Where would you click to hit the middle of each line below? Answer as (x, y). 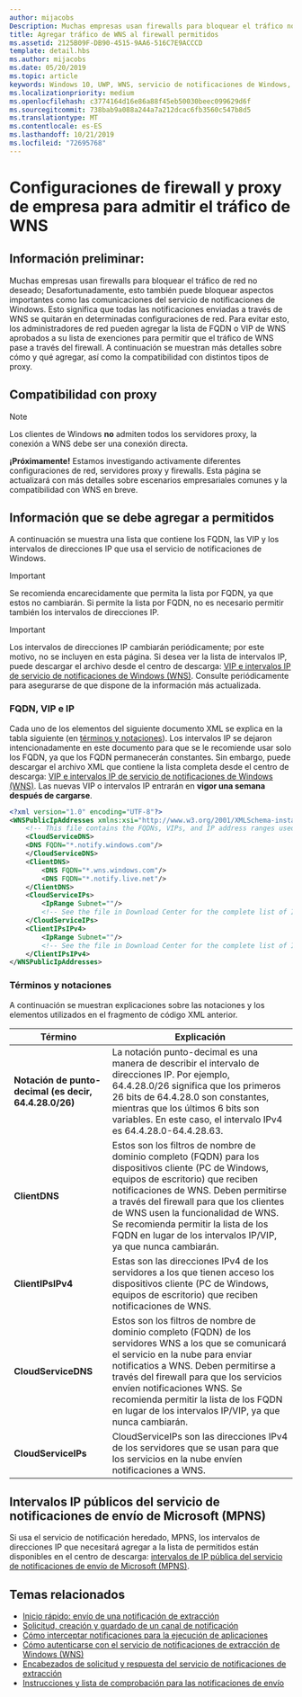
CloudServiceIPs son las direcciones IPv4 (200, 1436)
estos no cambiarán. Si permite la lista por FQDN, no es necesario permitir (147, 603)
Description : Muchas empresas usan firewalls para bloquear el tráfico (146, 26)
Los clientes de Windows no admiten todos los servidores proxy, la (133, 433)
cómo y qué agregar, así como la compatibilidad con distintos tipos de (139, 357)
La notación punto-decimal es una (185, 1051)
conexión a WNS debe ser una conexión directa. (99, 443)
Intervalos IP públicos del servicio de (115, 1501)
